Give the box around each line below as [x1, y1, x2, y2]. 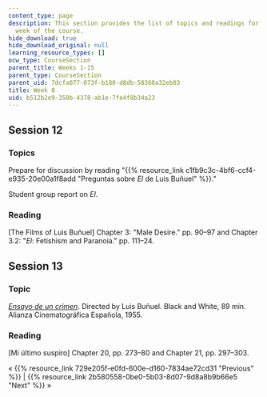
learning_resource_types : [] [8, 49, 106, 57]
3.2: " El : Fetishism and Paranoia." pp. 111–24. [8, 236, 154, 246]
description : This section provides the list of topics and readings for [8, 19, 260, 27]
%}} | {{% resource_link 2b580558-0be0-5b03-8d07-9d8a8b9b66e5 [8, 372, 238, 382]
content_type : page [8, 11, 74, 20]
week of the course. [15, 26, 84, 34]
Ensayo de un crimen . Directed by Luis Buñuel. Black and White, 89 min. [8, 301, 246, 311]
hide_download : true [8, 34, 78, 42]
